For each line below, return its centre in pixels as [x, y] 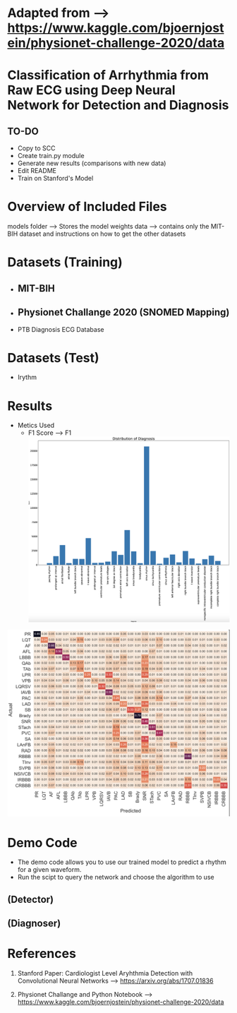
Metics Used [36, 426]
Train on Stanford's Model [55, 179]
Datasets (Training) [65, 262]
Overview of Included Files [87, 207]
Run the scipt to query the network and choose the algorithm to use [116, 877]
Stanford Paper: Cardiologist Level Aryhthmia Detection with [105, 973]
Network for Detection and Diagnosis [118, 106]
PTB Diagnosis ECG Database [61, 329]
